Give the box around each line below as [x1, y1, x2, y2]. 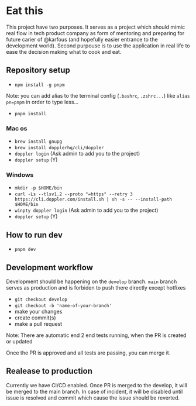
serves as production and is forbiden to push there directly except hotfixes [6, 284, 186, 291]
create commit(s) [14, 314, 57, 321]
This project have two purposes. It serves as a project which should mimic [6, 23, 185, 30]
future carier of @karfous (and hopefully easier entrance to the [6, 36, 158, 43]
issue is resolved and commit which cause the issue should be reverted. [6, 394, 180, 401]
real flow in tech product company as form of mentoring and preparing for [6, 29, 185, 36]
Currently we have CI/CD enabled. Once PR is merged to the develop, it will [6, 381, 187, 388]
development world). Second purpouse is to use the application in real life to [6, 42, 190, 49]
